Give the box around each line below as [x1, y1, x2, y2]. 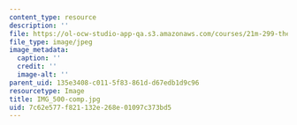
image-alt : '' [17, 70, 69, 79]
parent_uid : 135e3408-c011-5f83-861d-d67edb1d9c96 [9, 78, 200, 87]
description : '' [9, 21, 69, 30]
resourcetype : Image [9, 86, 86, 95]
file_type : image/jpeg [9, 37, 93, 47]
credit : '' [17, 62, 57, 71]
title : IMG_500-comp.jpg [9, 94, 101, 104]
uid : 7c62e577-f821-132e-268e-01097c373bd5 [9, 103, 172, 112]
